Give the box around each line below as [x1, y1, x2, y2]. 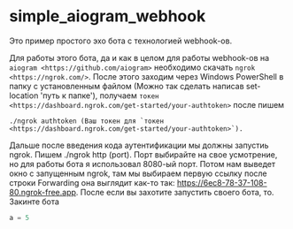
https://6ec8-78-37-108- [176, 177, 267, 187]
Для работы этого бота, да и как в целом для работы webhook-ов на [9, 52, 270, 63]
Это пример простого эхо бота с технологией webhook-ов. [9, 35, 233, 46]
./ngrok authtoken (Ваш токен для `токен [9, 117, 165, 126]
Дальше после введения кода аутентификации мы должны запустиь [9, 140, 269, 150]
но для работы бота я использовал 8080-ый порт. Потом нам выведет [9, 158, 276, 169]
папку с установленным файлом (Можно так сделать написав [9, 80, 245, 91]
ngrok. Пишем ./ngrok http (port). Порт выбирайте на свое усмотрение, [9, 149, 278, 160]
